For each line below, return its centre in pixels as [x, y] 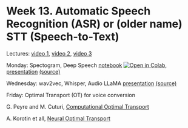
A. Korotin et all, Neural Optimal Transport [59, 118]
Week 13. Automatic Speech [79, 11]
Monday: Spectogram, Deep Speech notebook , [86, 65]
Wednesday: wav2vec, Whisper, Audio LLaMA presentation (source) [92, 83]
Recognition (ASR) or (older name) [94, 24]
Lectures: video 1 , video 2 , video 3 [49, 53]
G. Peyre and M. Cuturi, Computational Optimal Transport [78, 106]
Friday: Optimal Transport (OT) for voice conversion [71, 95]
